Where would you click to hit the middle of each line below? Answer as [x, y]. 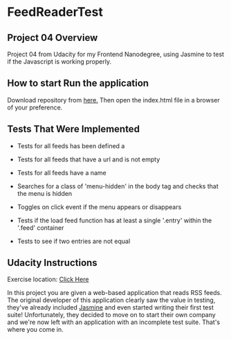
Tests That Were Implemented [74, 129]
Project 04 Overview [53, 38]
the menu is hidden [45, 193]
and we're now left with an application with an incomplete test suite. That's [113, 322]
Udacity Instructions [53, 263]
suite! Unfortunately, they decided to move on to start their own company [111, 315]
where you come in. [35, 330]
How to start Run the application [78, 83]
